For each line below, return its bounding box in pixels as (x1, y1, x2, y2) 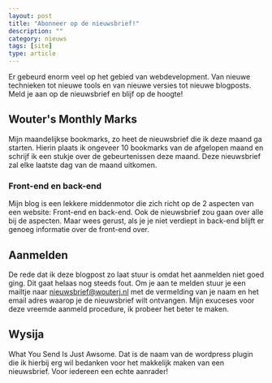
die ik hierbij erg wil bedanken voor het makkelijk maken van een (8, 358, 225, 368)
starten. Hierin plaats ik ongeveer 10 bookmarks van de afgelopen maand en (8, 143, 264, 153)
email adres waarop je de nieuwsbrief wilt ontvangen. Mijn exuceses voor (8, 295, 255, 305)
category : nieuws (8, 34, 67, 43)
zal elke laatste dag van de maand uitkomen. (8, 160, 158, 170)
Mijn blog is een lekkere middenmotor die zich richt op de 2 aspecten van (8, 199, 254, 209)
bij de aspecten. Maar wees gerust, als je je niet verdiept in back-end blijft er (8, 216, 265, 226)
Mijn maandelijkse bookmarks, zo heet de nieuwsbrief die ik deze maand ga (8, 134, 262, 144)
